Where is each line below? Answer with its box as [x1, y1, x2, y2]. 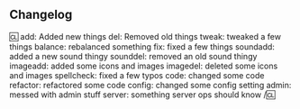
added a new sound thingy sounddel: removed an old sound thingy [9, 50, 258, 61]
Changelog [9, 7, 73, 23]
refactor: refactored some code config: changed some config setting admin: [9, 79, 292, 90]
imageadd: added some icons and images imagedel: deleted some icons [9, 60, 278, 71]
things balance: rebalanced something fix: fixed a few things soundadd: [9, 41, 275, 52]
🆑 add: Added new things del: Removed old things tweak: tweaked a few [9, 31, 282, 41]
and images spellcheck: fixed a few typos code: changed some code [9, 69, 265, 80]
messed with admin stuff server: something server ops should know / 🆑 [9, 89, 276, 100]
